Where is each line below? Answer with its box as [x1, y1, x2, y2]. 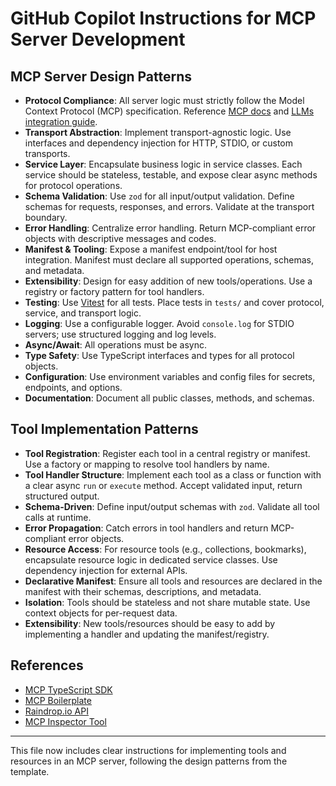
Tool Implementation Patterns [10, 421, 199, 438]
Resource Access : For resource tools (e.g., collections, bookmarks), [24, 543, 307, 555]
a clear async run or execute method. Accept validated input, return [24, 479, 303, 491]
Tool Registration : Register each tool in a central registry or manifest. [24, 447, 311, 459]
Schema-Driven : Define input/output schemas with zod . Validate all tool [24, 500, 320, 512]
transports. [24, 148, 71, 159]
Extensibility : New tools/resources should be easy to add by [24, 617, 276, 629]
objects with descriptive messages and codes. [24, 233, 217, 244]
